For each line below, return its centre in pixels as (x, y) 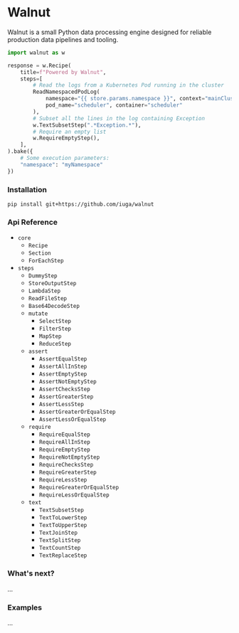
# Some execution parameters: (65, 158)
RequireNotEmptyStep (69, 457)
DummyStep (43, 276)
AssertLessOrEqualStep (73, 420)
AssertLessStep (61, 405)
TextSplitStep (60, 541)
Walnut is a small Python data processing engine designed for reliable (110, 32)
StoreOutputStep (52, 284)
